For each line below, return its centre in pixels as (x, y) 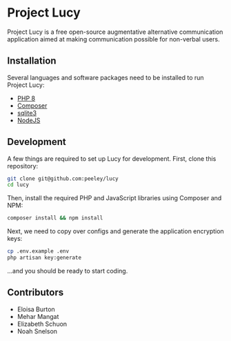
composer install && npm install (55, 218)
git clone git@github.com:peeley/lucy (63, 178)
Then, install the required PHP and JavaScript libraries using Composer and (114, 198)
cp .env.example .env (38, 251)
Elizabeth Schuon (42, 324)
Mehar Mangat (38, 316)
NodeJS (29, 120)
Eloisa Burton (36, 309)
